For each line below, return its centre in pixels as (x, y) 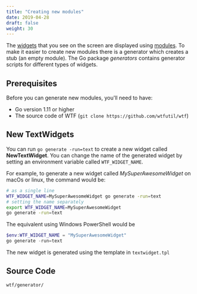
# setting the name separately (45, 202)
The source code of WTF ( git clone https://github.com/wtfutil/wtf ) (102, 116)
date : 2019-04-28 (28, 17)
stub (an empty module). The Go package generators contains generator (96, 58)
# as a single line (30, 190)
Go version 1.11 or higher (44, 110)
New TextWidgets (40, 134)
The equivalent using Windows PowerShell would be (71, 225)
